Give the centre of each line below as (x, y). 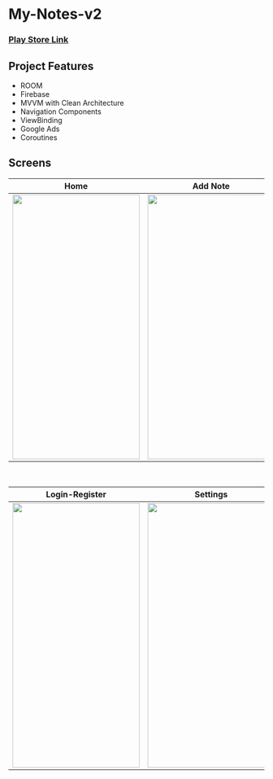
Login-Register (76, 494)
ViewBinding (41, 120)
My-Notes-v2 (55, 14)
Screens (30, 163)
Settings (211, 494)
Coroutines (39, 137)
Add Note (211, 186)
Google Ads (40, 129)
